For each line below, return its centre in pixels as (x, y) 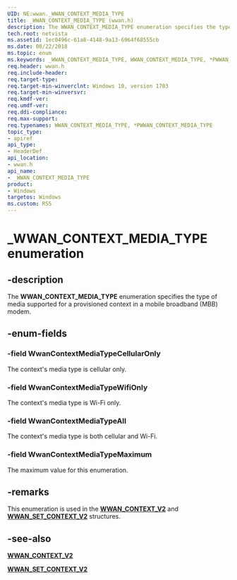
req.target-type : (33, 79)
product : (20, 184)
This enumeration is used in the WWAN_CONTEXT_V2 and (93, 509)
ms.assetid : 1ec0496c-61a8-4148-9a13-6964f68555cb (83, 40)
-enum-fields (37, 334)
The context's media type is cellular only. (67, 369)
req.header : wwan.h (36, 66)
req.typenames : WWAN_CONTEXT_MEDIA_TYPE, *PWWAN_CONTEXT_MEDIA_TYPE (110, 125)
